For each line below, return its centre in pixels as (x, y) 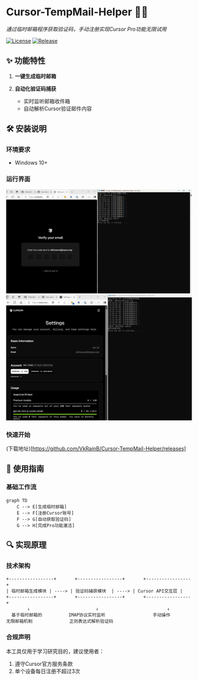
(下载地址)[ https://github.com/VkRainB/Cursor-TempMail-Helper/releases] (96, 448)
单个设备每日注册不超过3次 (47, 671)
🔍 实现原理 (27, 545)
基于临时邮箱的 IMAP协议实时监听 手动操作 (91, 615)
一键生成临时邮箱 (35, 76)
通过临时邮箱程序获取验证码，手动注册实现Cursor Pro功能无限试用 (86, 29)
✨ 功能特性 (26, 61)
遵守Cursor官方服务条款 (44, 664)
